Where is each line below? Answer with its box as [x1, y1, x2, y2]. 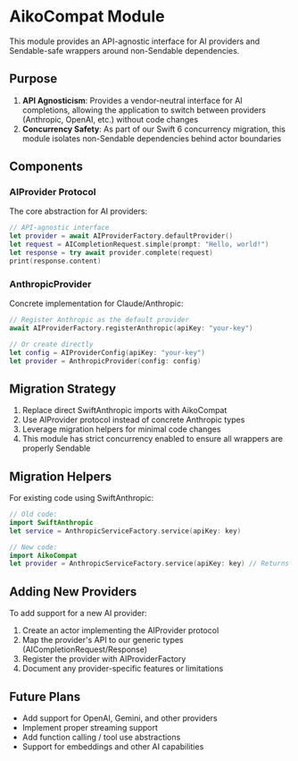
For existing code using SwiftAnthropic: [9, 493, 154, 503]
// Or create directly [9, 340, 94, 349]
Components [9, 159, 83, 174]
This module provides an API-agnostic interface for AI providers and [9, 36, 261, 47]
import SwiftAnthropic [9, 518, 94, 527]
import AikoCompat [9, 551, 78, 560]
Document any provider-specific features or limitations [21, 664, 224, 674]
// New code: [9, 543, 58, 552]
